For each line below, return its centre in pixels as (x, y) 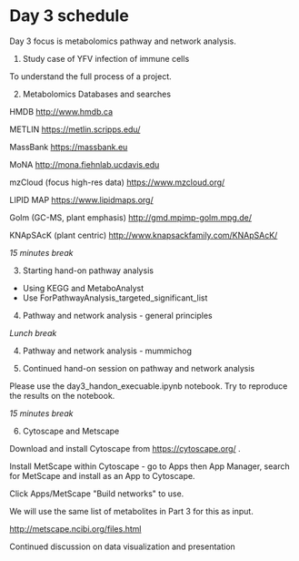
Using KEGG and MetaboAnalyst (83, 288)
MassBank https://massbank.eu (69, 147)
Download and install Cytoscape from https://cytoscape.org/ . (125, 448)
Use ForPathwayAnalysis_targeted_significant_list (115, 298)
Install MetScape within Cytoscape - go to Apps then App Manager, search (149, 466)
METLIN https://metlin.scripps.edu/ (75, 129)
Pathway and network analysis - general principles (117, 315)
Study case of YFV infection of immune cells (106, 58)
